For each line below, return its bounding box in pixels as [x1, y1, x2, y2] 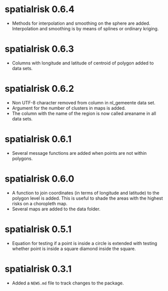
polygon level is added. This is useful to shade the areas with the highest [12, 195, 163, 201]
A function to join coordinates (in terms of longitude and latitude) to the [12, 190, 159, 196]
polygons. [12, 155, 33, 161]
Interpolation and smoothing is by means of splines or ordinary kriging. [12, 25, 159, 31]
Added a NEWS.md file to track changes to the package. [12, 280, 124, 286]
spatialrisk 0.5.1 [5, 223, 72, 235]
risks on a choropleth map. [12, 200, 68, 206]
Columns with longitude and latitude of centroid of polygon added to [12, 60, 154, 66]
